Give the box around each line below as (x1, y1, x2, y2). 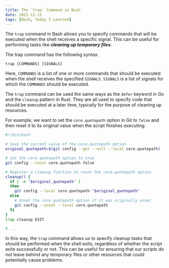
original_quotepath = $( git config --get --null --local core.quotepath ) (5, 146, 160, 152)
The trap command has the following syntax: (5, 51, 99, 58)
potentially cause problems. (5, 257, 64, 263)
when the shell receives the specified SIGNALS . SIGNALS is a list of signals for (5, 76, 164, 82)
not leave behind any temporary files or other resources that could (5, 252, 145, 258)
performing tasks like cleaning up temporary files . (5, 42, 112, 48)
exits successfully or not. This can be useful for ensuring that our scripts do (5, 246, 164, 252)
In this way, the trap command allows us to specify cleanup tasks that (5, 235, 152, 242)
